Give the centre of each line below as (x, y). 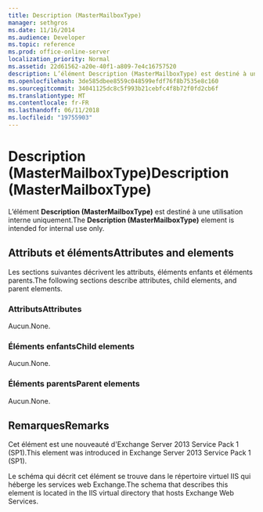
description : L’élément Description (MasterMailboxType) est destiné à (127, 74)
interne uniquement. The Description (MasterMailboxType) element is (121, 220)
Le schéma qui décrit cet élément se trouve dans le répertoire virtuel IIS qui (130, 477)
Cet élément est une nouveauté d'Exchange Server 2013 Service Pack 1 (124, 444)
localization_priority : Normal (59, 60)
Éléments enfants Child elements (71, 346)
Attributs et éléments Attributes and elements (121, 253)
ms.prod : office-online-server (59, 52)
